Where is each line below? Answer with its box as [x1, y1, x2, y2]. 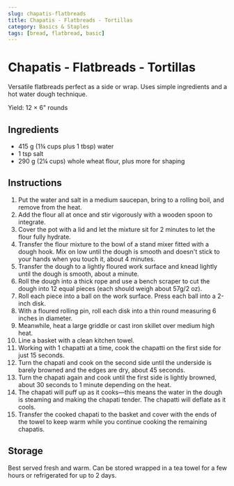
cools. [17, 402, 36, 411]
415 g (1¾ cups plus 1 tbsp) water [17, 142, 114, 150]
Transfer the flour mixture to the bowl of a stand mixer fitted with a [17, 240, 210, 248]
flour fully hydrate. [17, 233, 72, 241]
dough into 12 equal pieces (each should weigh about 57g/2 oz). [17, 284, 203, 292]
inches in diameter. [17, 314, 73, 322]
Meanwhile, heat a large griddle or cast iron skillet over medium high [17, 321, 215, 329]
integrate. [17, 217, 46, 226]
